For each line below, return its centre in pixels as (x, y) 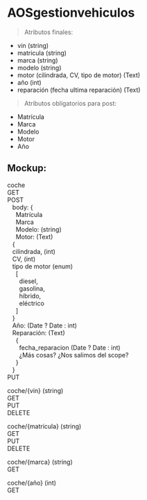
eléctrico (32, 303)
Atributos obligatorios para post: (70, 103)
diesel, (28, 281)
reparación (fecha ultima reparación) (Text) (79, 90)
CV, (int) (24, 259)
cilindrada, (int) (34, 251)
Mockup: (27, 168)
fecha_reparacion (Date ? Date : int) (70, 347)
